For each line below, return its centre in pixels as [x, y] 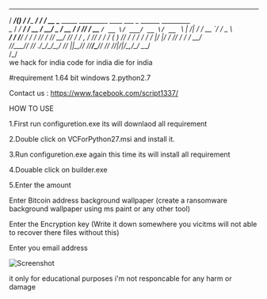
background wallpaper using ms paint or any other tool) [100, 209]
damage [23, 287]
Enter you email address [48, 248]
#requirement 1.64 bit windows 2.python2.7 [80, 78]
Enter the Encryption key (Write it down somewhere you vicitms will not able [133, 224]
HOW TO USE [31, 108]
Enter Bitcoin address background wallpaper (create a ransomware [118, 200]
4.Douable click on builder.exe [58, 170]
